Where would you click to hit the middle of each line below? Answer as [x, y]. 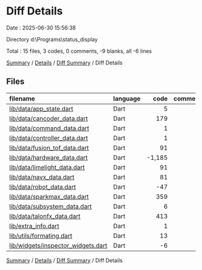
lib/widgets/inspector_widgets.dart [58, 245]
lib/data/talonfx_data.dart [45, 216]
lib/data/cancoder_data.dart [49, 118]
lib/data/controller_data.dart [49, 138]
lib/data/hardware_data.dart [49, 158]
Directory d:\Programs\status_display [52, 39]
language [127, 99]
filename [22, 99]
